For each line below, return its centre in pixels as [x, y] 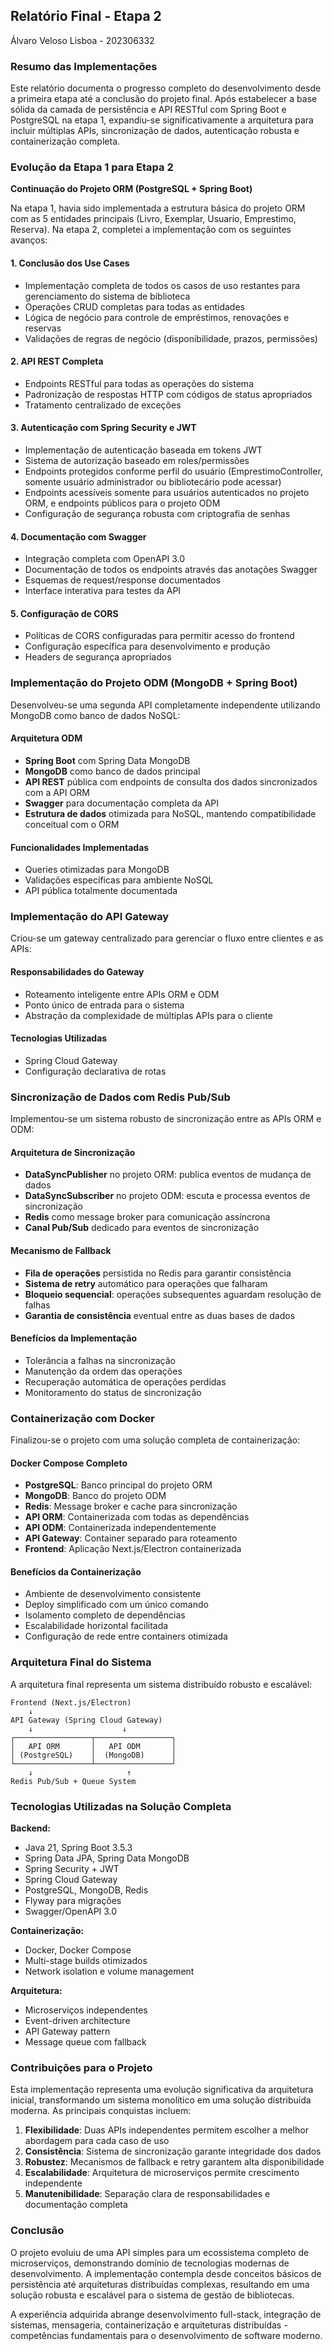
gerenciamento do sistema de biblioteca [107, 296]
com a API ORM [57, 792]
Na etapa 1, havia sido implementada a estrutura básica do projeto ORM [158, 208]
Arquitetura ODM [46, 738]
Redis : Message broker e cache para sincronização [131, 1506]
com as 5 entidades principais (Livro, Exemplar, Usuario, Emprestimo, [153, 219]
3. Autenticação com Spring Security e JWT [103, 428]
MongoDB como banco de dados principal [112, 771]
